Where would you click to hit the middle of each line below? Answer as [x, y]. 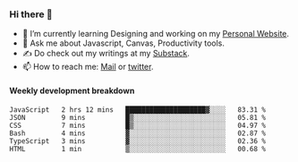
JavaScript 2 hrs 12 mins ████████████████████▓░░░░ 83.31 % [138, 110]
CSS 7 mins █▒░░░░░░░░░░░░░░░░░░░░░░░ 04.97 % [138, 125]
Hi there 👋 [31, 14]
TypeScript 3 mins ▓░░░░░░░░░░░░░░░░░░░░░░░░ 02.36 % [138, 141]
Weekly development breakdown [72, 90]
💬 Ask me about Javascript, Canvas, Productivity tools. [123, 43]
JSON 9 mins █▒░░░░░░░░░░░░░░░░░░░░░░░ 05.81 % [138, 117]
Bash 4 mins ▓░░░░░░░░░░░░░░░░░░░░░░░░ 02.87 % [138, 133]
